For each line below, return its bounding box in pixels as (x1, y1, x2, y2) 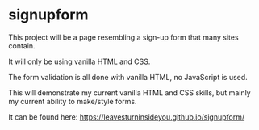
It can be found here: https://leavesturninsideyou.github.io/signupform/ (8, 111, 245, 122)
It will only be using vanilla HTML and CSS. (8, 57, 151, 66)
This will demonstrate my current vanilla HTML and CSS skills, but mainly (8, 87, 252, 98)
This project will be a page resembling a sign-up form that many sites (8, 32, 240, 42)
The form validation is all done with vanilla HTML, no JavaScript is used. (8, 72, 248, 82)
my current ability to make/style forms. (8, 96, 137, 106)
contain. (8, 40, 36, 50)
